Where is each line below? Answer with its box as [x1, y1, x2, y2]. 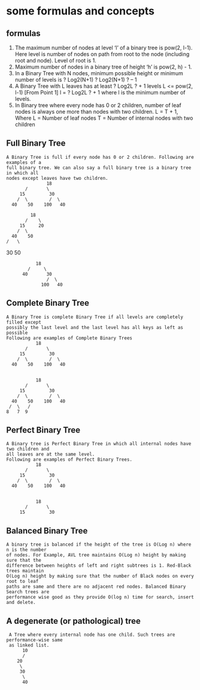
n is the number [6, 547, 47, 553]
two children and [6, 446, 50, 452]
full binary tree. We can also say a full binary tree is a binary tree [6, 164, 192, 171]
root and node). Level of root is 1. [14, 57, 97, 64]
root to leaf [6, 579, 39, 585]
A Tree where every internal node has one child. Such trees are [8, 632, 175, 638]
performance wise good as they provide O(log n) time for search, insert [6, 594, 195, 600]
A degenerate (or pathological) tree [6, 615, 141, 626]
